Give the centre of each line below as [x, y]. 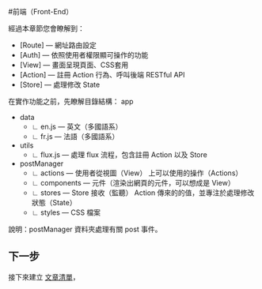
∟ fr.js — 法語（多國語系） [75, 136]
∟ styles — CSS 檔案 [66, 212]
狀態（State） [54, 203]
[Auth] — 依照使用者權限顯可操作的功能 [84, 55]
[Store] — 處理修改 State [60, 84]
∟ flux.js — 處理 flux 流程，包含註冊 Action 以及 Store [119, 155]
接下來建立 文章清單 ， [44, 277]
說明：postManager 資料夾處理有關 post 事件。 [85, 229]
